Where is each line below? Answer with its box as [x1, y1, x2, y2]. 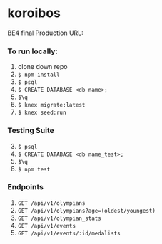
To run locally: [7, 46, 59, 56]
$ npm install [17, 71, 60, 79]
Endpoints [7, 182, 44, 192]
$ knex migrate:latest [17, 102, 86, 109]
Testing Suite [7, 126, 55, 136]
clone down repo [17, 63, 68, 71]
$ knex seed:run [17, 109, 66, 117]
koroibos [7, 5, 61, 21]
